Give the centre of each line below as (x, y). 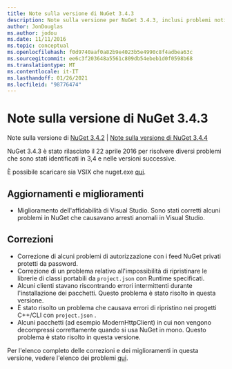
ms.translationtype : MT (41, 65)
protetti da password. (47, 263)
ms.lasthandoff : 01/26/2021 (48, 78)
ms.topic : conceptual (38, 46)
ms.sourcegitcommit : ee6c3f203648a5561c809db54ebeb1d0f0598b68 (100, 59)
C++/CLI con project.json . (57, 315)
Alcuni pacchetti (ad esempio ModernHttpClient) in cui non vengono (114, 322)
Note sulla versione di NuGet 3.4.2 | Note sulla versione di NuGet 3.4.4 (108, 138)
